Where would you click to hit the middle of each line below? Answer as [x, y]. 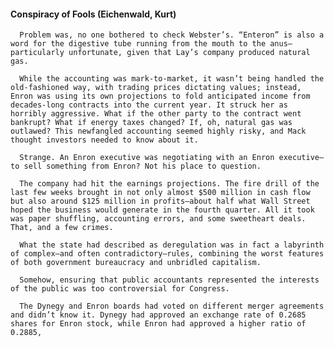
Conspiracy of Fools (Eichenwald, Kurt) [93, 14]
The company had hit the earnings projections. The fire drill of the [169, 184]
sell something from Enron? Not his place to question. [142, 166]
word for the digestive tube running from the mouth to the [138, 44]
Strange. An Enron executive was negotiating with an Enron [147, 158]
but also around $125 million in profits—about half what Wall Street [160, 201]
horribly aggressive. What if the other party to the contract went [156, 114]
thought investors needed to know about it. [104, 140]
